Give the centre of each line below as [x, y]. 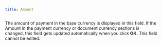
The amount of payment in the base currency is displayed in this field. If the [81, 23]
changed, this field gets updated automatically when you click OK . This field [81, 33]
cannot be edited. [23, 38]
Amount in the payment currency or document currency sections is [72, 28]
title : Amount [19, 9]
